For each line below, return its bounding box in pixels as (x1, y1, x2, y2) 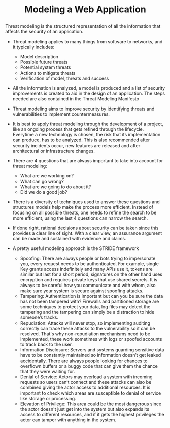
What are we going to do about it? (20, 184, 91, 190)
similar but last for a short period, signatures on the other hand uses (20, 271, 162, 277)
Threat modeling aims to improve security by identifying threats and (12, 105, 155, 112)
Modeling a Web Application (24, 4, 146, 15)
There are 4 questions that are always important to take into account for (12, 158, 163, 164)
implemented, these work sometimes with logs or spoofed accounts (20, 336, 162, 342)
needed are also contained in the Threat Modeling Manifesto (12, 96, 140, 102)
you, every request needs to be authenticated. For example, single (20, 261, 159, 267)
